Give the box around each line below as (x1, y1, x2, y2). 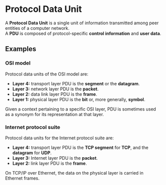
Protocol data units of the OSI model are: (5, 71, 88, 77)
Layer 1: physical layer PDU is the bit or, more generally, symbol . (12, 96, 146, 102)
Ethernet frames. (5, 175, 40, 181)
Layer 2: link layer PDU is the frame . (12, 160, 87, 166)
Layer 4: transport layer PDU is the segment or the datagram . (12, 80, 140, 86)
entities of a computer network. (5, 25, 70, 31)
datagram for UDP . (12, 150, 52, 156)
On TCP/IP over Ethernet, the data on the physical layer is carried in (5, 170, 144, 176)
